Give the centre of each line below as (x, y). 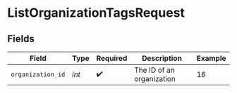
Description (162, 58)
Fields (21, 39)
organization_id (38, 74)
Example (211, 58)
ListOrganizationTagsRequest (96, 13)
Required (112, 58)
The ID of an (154, 70)
